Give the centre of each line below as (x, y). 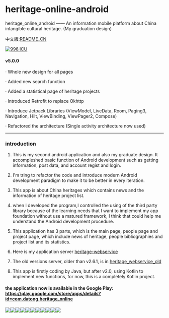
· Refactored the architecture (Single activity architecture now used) (75, 126)
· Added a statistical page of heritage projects (53, 91)
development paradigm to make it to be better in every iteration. (78, 180)
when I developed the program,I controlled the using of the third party (85, 206)
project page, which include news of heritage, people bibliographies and (88, 237)
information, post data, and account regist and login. (67, 165)
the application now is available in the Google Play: (59, 288)
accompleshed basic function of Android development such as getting (85, 160)
